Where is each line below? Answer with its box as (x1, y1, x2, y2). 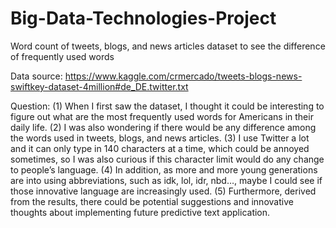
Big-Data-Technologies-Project (10, 7, 277, 30)
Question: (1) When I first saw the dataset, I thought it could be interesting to (10, 100, 325, 112)
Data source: (10, 70, 63, 82)
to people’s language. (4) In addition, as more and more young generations (10, 163, 318, 176)
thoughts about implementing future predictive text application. (10, 206, 271, 218)
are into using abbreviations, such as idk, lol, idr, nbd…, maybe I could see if (10, 174, 323, 186)
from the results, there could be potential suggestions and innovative (10, 195, 294, 207)
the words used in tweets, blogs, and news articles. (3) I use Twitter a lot (10, 132, 310, 144)
